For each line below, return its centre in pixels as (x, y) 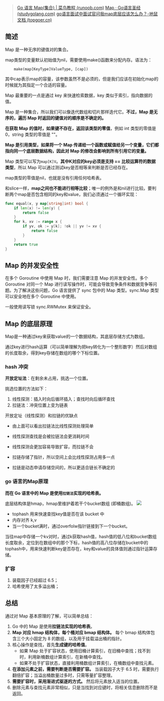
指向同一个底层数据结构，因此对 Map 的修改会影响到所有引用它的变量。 (77, 151)
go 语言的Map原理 (27, 482)
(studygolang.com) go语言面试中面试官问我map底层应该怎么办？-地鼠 (87, 14)
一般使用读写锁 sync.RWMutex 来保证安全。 (49, 307)
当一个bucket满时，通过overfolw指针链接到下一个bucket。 (71, 526)
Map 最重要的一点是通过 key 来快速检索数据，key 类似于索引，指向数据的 (79, 95)
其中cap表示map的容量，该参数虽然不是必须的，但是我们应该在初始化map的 (82, 79)
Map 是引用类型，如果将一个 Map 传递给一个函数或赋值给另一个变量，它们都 (82, 145)
